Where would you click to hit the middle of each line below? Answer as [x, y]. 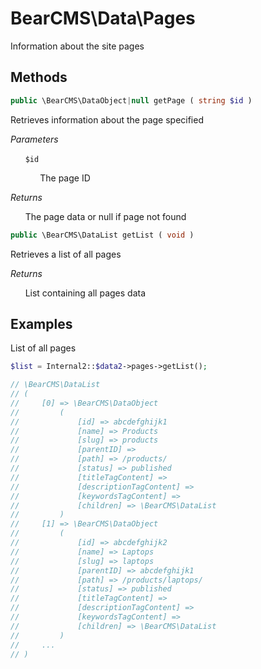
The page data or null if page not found [105, 216]
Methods [39, 77]
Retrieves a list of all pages [66, 254]
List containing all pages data [85, 293]
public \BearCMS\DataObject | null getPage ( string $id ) [131, 100]
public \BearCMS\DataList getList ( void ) [102, 235]
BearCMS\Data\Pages [103, 18]
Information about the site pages [77, 46]
